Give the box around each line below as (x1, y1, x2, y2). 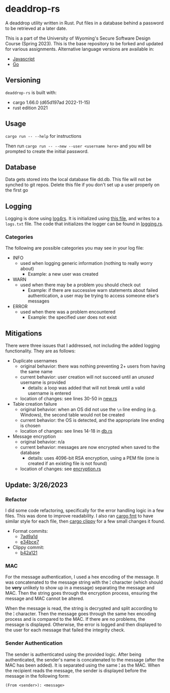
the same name (20, 369, 53, 375)
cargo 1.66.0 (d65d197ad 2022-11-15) (12, 99, 90, 105)
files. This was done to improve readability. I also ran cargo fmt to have (5, 513, 154, 519)
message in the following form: (5, 673, 70, 679)
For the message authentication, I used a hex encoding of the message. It (5, 574, 159, 580)
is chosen (20, 423, 41, 429)
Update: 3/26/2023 (5, 480, 68, 489)
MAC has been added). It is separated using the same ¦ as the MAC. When (5, 662, 160, 668)
